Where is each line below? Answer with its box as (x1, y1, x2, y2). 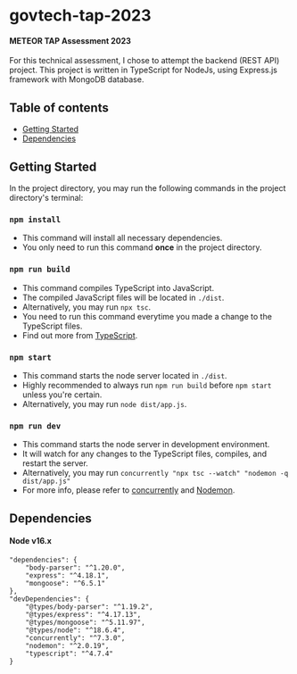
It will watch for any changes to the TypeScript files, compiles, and (21, 448, 268, 460)
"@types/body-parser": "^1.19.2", (25, 602, 153, 612)
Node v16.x (9, 536, 52, 546)
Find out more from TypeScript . (21, 329, 138, 340)
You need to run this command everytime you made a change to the (21, 311, 272, 321)
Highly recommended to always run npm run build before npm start (21, 379, 272, 390)
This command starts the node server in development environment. (21, 439, 270, 450)
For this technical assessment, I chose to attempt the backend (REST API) (9, 55, 280, 66)
